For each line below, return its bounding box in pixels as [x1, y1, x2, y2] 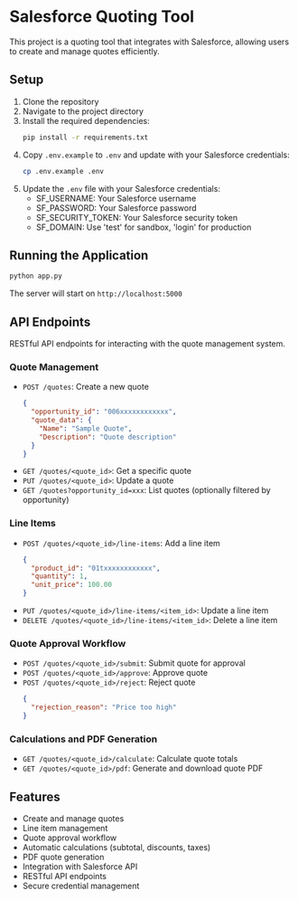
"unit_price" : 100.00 [31, 581, 113, 590]
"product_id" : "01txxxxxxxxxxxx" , [31, 564, 161, 573]
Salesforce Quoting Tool [9, 6, 195, 27]
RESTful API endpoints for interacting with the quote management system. [9, 338, 286, 349]
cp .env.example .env [22, 166, 104, 175]
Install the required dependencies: [22, 115, 151, 126]
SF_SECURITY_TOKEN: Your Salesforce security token [35, 212, 237, 223]
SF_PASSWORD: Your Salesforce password [35, 202, 197, 213]
